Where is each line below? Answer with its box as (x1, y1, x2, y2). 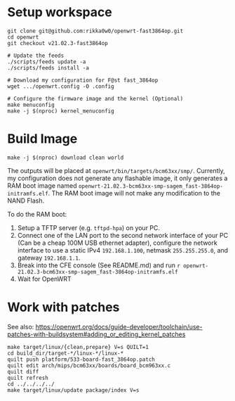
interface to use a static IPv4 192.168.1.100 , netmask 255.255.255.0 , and (17, 246, 229, 254)
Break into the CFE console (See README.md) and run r (17, 261, 181, 269)
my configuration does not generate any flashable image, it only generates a (7, 174, 228, 182)
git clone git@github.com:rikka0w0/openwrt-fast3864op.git (7, 27, 184, 34)
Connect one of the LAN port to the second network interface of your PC (17, 231, 229, 239)
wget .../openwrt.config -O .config (7, 82, 114, 90)
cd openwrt (7, 33, 39, 41)
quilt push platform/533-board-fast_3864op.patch (7, 356, 156, 363)
